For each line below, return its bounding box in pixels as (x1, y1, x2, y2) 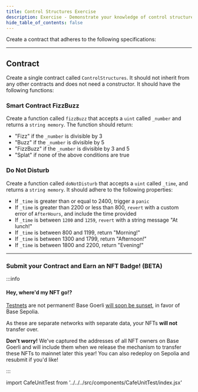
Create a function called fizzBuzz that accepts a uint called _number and (6, 115, 181, 122)
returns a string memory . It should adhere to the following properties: (6, 186, 173, 193)
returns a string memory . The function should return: (6, 121, 133, 128)
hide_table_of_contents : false (6, 20, 83, 25)
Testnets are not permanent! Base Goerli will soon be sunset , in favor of (6, 302, 180, 309)
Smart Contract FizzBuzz (6, 102, 80, 110)
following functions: (6, 87, 54, 94)
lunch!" (14, 222, 32, 229)
